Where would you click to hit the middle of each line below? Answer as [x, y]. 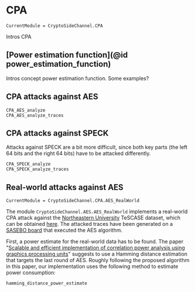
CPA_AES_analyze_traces [35, 115]
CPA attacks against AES [52, 97]
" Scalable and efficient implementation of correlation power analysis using [95, 248]
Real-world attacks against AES [65, 187]
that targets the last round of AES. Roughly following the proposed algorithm [98, 260]
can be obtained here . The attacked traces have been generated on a [90, 224]
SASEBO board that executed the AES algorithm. [64, 230]
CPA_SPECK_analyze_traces [37, 169]
